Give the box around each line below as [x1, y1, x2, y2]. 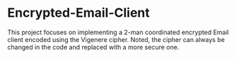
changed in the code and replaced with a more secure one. [7, 43, 179, 51]
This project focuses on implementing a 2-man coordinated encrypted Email [7, 28, 230, 36]
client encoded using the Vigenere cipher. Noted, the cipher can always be [7, 35, 225, 43]
